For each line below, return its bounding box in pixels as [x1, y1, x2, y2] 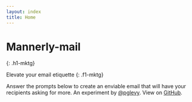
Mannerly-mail [6, 40, 81, 54]
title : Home [6, 14, 36, 20]
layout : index [6, 8, 42, 15]
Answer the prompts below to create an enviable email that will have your [6, 83, 187, 90]
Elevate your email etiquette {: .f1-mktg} [6, 71, 104, 78]
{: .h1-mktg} [6, 60, 35, 67]
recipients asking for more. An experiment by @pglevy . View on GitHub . [6, 89, 183, 96]
